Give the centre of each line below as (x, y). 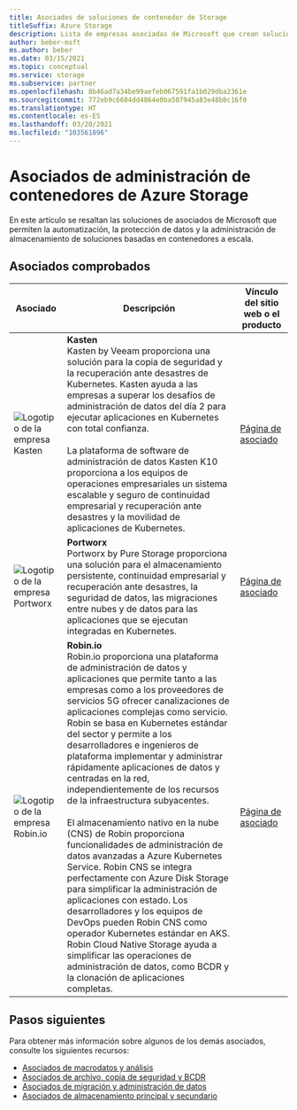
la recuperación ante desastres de (138, 373)
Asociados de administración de (130, 177)
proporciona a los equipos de (127, 472)
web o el (262, 314)
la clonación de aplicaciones (126, 977)
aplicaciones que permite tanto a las (142, 679)
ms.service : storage (47, 75)
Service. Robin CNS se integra (129, 866)
